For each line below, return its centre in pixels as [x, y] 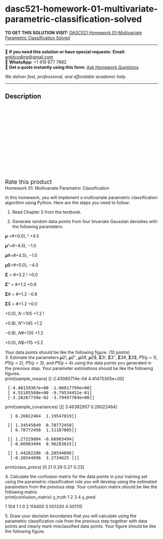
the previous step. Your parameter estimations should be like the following [79, 368]
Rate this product [28, 182]
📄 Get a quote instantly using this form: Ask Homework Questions [72, 67]
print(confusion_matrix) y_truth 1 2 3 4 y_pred [50, 497]
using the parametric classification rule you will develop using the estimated [81, 481]
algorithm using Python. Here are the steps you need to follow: [67, 203]
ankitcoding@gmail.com [29, 57]
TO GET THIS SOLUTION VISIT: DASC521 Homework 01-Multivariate [73, 32]
